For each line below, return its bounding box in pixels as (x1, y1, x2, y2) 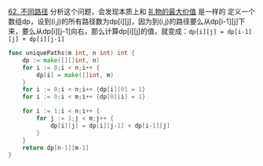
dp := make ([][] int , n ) (22, 56, 100, 65)
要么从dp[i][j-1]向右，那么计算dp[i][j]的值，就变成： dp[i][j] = (21, 27, 225, 35)
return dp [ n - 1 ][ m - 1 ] (22, 144, 89, 152)
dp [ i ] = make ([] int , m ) (36, 71, 114, 79)
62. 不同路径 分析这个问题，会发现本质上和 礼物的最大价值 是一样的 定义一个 (8, 7, 255, 16)
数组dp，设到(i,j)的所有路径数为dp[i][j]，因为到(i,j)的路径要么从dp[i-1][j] (8, 17, 239, 26)
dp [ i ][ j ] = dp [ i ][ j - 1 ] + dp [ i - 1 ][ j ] (49, 121, 170, 130)
